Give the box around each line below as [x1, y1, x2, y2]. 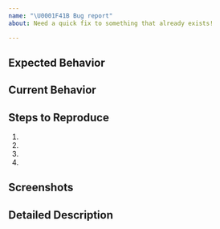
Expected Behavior [8, 55, 106, 69]
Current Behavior [8, 84, 96, 97]
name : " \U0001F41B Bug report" [8, 11, 113, 20]
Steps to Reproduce [8, 110, 110, 125]
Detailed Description [8, 208, 114, 222]
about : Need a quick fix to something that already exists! [8, 19, 214, 27]
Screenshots [8, 181, 74, 194]
